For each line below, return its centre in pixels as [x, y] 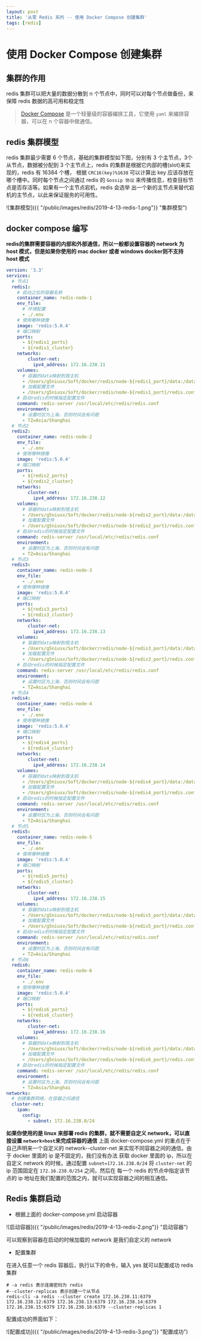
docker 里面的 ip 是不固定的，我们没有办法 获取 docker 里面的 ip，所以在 [103, 1156]
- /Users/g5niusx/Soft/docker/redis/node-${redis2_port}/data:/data [109, 515]
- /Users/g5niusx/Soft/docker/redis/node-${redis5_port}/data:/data [109, 915]
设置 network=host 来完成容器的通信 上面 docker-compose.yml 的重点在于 [101, 1141]
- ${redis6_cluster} [48, 1015]
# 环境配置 [34, 309]
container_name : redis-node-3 [55, 571]
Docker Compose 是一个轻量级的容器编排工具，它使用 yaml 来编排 [102, 114]
